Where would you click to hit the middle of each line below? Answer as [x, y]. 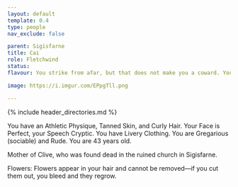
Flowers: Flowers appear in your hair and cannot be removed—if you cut [113, 168]
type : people [27, 27]
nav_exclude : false [36, 34]
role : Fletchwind [33, 60]
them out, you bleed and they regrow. [62, 176]
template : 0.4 [28, 21]
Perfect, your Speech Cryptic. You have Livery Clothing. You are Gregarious [118, 133]
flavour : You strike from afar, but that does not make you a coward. [114, 73]
